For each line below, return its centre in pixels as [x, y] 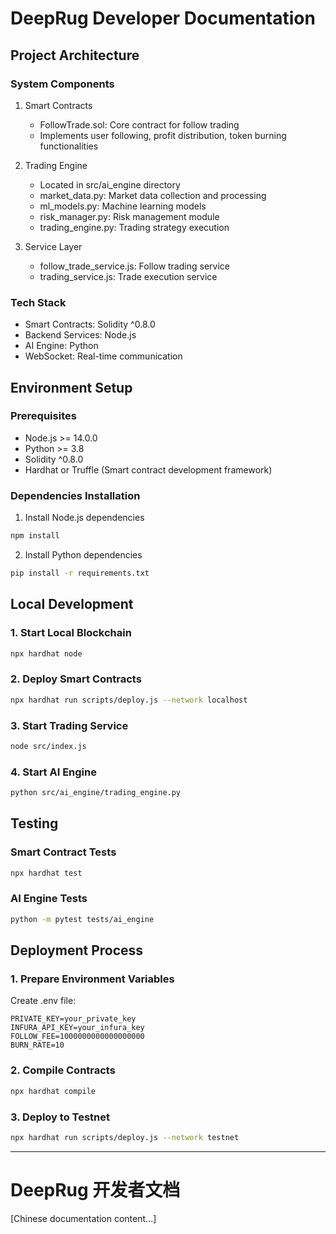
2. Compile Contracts [63, 1070]
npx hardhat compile [53, 1091]
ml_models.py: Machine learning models [123, 206]
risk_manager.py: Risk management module [129, 216]
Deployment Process [77, 950]
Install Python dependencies [83, 555]
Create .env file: [43, 1001]
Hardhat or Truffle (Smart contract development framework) [148, 469]
